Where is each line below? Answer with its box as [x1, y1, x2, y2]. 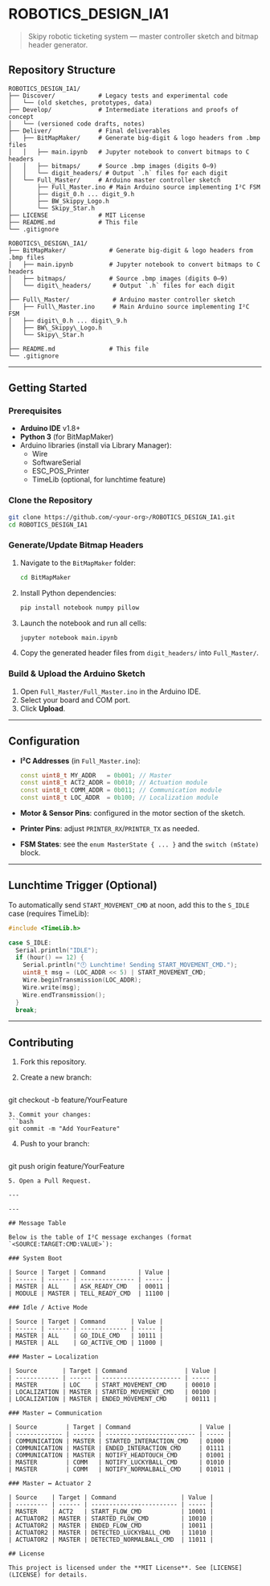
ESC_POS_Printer [31, 466, 90, 476]
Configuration [8, 735, 80, 748]
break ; [15, 1006, 38, 1014]
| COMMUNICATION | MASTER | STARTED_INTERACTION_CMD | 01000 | [8, 1437, 231, 1445]
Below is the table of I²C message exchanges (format [8, 1233, 193, 1242]
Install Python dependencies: [19, 588, 117, 597]
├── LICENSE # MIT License [8, 211, 146, 219]
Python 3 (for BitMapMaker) [19, 432, 114, 442]
